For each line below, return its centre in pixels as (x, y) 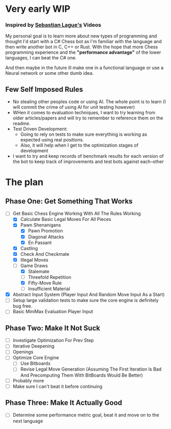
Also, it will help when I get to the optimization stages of (79, 145)
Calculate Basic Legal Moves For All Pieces (66, 219)
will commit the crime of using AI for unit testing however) (74, 107)
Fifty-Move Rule (45, 283)
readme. (22, 124)
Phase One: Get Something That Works (69, 201)
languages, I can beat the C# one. (41, 58)
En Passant (40, 242)
